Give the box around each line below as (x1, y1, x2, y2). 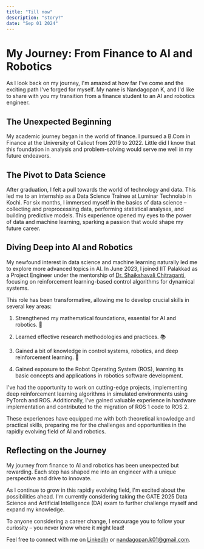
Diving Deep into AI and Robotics (6, 242, 134, 253)
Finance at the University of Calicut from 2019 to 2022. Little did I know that (6, 139, 195, 147)
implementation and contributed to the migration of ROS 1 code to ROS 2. (6, 403, 189, 410)
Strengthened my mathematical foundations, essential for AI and (15, 314, 176, 321)
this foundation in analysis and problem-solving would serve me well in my (6, 145, 193, 153)
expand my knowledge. (6, 506, 65, 513)
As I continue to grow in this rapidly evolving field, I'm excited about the (6, 486, 185, 494)
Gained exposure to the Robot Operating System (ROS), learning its (15, 365, 184, 372)
